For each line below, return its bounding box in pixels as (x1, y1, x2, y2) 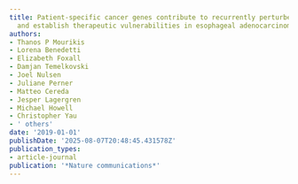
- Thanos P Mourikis (9, 37, 86, 47)
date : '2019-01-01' (9, 128, 82, 137)
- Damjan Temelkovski (9, 63, 90, 72)
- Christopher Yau (9, 111, 77, 120)
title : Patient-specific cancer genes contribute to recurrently (9, 12, 255, 22)
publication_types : (9, 144, 82, 153)
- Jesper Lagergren (9, 95, 82, 104)
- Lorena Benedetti (9, 46, 82, 55)
